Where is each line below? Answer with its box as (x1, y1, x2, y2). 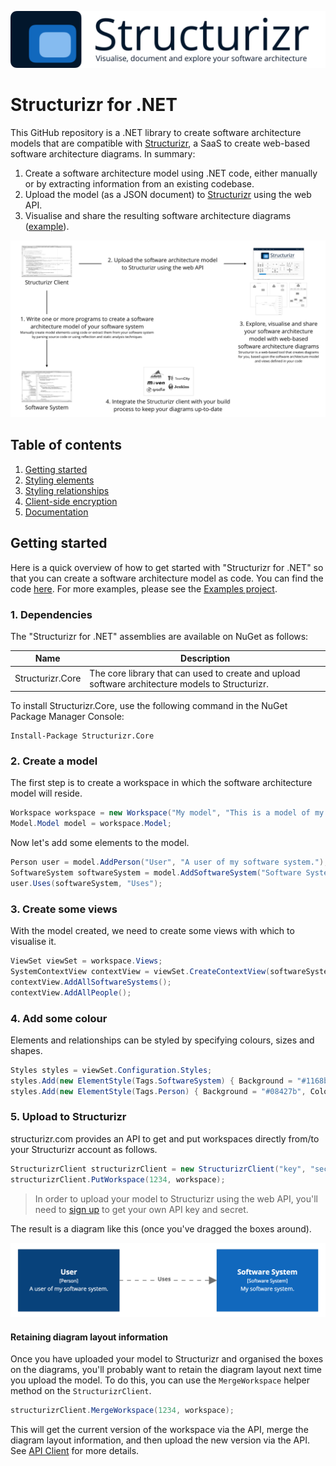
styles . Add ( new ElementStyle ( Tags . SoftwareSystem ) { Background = (10, 1076, 293, 1086)
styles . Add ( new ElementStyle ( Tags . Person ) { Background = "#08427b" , (10, 1086, 307, 1096)
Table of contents (10, 437, 122, 454)
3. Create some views (10, 902, 118, 916)
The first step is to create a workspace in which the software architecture (10, 777, 313, 789)
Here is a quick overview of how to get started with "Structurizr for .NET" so (10, 561, 324, 573)
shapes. (10, 1044, 43, 1056)
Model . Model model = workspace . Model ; (10, 819, 172, 829)
